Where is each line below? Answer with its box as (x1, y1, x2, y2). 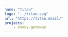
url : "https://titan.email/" (4, 16, 64, 21)
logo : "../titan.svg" (4, 12, 49, 16)
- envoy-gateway (13, 25, 47, 30)
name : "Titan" (4, 7, 34, 12)
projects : (4, 20, 25, 25)
